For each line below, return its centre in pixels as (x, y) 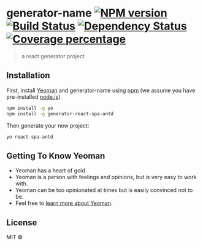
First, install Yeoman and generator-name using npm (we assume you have (101, 90)
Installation (28, 76)
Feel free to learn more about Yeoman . (64, 203)
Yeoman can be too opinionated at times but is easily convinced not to (104, 190)
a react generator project (53, 56)
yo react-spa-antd (30, 137)
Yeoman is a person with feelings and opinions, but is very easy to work (106, 177)
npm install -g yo (30, 108)
